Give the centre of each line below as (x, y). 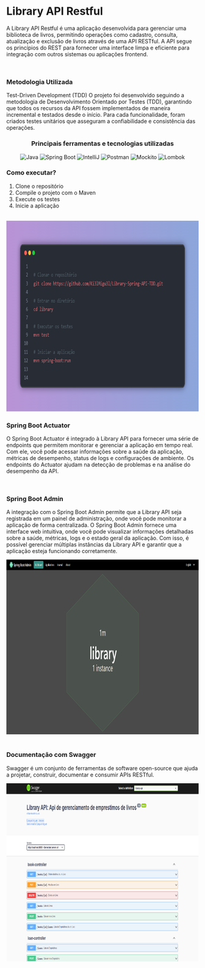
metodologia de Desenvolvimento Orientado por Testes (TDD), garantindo (99, 102)
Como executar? (31, 173)
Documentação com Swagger (51, 755)
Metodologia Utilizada (40, 82)
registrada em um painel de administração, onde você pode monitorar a (96, 519)
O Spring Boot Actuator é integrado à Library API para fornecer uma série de (103, 439)
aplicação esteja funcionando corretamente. (62, 551)
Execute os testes (38, 199)
